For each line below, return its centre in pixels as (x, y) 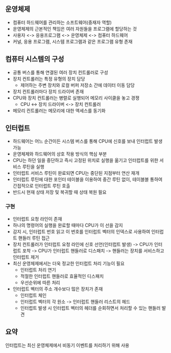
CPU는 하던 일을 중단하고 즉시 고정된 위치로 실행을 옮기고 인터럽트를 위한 (86, 160)
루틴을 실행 (33, 167)
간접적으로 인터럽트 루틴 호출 (41, 186)
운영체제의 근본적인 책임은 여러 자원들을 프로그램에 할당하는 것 (75, 29)
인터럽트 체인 (33, 295)
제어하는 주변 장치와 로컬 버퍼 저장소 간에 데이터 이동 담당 (78, 85)
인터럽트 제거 (26, 257)
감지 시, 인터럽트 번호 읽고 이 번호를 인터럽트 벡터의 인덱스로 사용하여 (81, 231)
